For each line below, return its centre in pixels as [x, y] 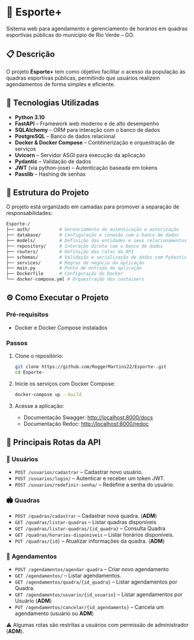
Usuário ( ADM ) [33, 601]
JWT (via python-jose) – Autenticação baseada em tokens [86, 167]
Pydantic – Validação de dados [53, 161]
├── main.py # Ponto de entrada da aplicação [74, 268]
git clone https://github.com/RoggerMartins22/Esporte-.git [90, 367]
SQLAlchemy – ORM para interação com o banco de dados [87, 129]
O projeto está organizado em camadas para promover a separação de [93, 207]
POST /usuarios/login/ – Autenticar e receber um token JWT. [90, 479]
